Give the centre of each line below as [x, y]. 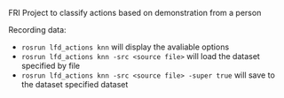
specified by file [51, 66]
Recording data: [38, 30]
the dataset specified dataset [75, 84]
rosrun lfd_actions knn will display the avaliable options [125, 47]
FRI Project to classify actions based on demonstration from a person [135, 13]
